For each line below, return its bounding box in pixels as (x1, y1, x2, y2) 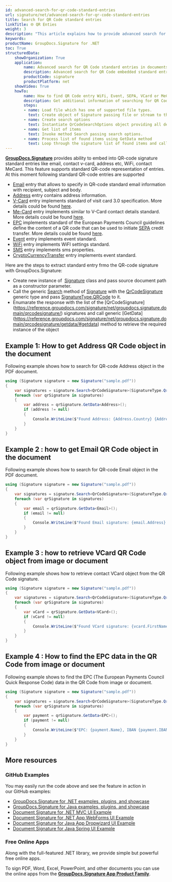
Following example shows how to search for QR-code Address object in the (5, 363, 165, 369)
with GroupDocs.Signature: (5, 268, 62, 274)
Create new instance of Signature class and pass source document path (12, 277, 166, 284)
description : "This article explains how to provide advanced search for (5, 31, 166, 36)
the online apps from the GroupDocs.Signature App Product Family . (5, 871, 151, 877)
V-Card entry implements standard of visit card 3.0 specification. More (12, 198, 162, 204)
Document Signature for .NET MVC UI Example (12, 809, 112, 815)
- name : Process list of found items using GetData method (24, 136, 153, 142)
